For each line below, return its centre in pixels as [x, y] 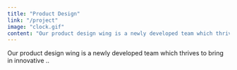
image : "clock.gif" [36, 27]
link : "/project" [33, 20]
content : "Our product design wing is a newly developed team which [110, 33]
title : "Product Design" [44, 14]
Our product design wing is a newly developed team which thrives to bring [116, 53]
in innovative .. [29, 61]
